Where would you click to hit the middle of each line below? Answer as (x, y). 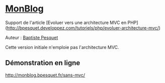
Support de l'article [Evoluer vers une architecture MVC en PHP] (72, 22)
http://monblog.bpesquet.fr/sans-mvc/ (45, 75)
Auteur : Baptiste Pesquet (32, 37)
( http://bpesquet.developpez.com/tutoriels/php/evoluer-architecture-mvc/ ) (83, 27)
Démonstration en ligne (43, 63)
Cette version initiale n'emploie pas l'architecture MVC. (62, 47)
